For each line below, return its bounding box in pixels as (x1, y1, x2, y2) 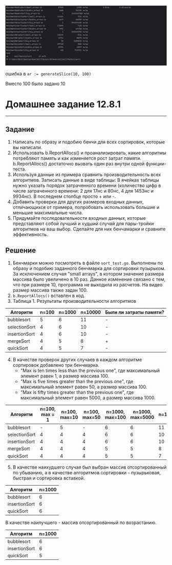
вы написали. (12, 144, 42, 150)
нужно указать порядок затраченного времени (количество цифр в (12, 182, 161, 189)
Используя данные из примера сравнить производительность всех (12, 171, 161, 177)
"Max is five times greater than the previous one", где (20, 378, 134, 384)
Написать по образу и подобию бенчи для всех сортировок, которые (12, 139, 165, 145)
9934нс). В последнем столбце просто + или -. (12, 193, 116, 199)
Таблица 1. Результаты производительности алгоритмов (12, 298, 137, 304)
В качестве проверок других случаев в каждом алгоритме (12, 357, 142, 363)
